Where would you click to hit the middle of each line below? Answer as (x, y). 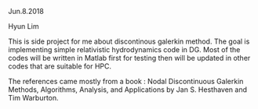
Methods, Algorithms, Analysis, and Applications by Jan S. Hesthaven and (128, 90)
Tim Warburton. (33, 98)
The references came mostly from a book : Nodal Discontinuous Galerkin (126, 81)
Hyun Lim (24, 26)
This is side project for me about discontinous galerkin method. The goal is (129, 41)
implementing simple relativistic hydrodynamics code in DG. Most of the (124, 49)
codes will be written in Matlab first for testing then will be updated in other (129, 58)
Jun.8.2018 (26, 11)
